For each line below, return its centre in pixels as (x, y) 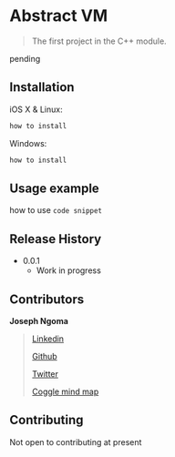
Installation (42, 87)
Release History (56, 239)
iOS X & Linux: (36, 109)
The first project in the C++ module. (99, 41)
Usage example (55, 188)
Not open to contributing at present (76, 442)
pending (25, 58)
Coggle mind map (65, 391)
